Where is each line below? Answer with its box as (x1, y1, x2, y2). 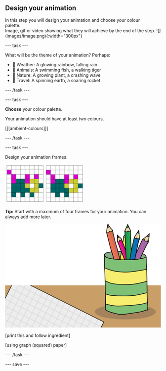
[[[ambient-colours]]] (5, 125, 48, 131)
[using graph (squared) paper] (5, 342, 67, 348)
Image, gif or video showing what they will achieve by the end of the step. (5, 27, 156, 34)
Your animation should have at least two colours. (5, 116, 104, 122)
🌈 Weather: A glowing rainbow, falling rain (12, 61, 98, 67)
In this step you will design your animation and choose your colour (5, 17, 140, 23)
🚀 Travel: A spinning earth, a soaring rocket (12, 77, 101, 83)
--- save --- (5, 361, 30, 368)
